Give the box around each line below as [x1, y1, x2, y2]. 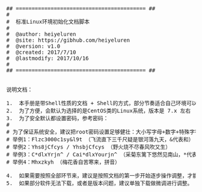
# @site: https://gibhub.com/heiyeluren [6, 37, 130, 43]
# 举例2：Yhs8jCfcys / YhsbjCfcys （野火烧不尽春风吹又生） [6, 144, 171, 150]
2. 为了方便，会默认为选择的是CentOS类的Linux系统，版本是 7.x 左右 [6, 107, 191, 114]
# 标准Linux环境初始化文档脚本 [6, 18, 90, 25]
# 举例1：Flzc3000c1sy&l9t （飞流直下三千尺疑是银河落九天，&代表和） [6, 136, 194, 142]
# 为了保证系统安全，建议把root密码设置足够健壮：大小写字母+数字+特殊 [6, 129, 190, 135]
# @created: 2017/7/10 [6, 49, 76, 56]
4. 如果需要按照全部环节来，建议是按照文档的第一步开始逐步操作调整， [6, 172, 188, 179]
